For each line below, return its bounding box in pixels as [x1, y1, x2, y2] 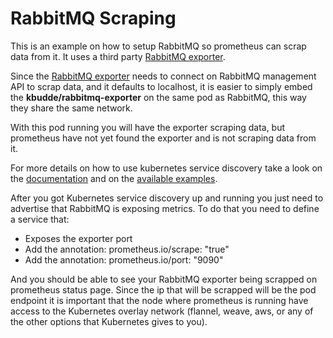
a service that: [10, 213, 70, 225]
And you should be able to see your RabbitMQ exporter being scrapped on [10, 273, 318, 285]
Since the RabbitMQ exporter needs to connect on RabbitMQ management [10, 70, 317, 82]
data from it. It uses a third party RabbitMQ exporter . [10, 50, 226, 62]
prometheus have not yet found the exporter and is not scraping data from [10, 132, 317, 144]
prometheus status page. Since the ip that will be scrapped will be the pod [10, 283, 317, 296]
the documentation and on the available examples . [10, 172, 218, 184]
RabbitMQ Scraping [10, 7, 177, 30]
